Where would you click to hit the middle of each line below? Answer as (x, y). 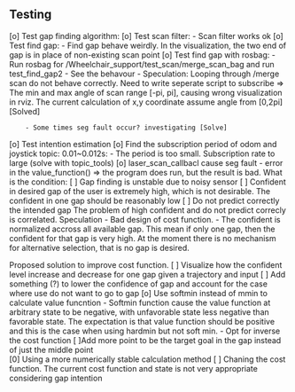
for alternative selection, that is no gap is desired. (99, 247)
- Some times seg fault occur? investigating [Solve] (126, 128)
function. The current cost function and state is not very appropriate (134, 368)
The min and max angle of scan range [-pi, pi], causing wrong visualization (146, 92)
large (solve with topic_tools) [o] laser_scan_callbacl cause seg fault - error (146, 162)
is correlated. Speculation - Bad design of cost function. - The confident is (145, 219)
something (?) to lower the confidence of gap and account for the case (139, 284)
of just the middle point (51, 349)
